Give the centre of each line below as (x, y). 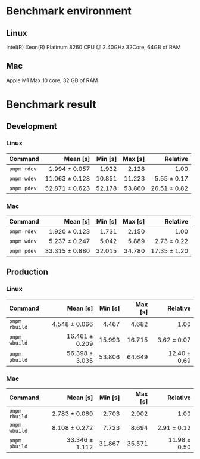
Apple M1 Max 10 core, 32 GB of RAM (52, 80)
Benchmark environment (69, 11)
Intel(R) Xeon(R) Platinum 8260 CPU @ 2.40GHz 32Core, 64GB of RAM (93, 47)
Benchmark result (51, 104)
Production (27, 272)
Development (32, 126)
